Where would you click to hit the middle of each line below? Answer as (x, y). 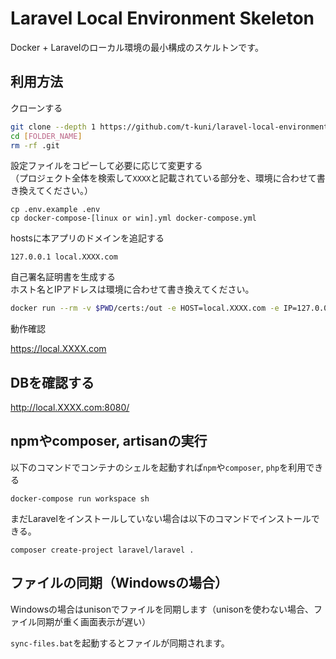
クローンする (36, 108)
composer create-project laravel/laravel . (102, 550)
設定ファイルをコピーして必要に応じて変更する (106, 166)
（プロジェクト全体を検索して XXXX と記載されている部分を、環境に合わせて (163, 178)
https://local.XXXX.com (58, 349)
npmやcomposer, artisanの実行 (109, 441)
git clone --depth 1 (53, 127)
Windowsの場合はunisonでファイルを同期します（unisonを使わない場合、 (162, 609)
